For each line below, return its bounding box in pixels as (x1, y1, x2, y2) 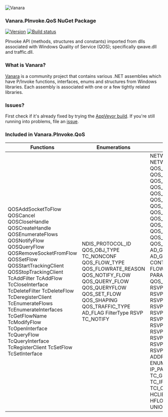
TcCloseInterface (7, 281, 48, 288)
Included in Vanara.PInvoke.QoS (5, 131, 85, 138)
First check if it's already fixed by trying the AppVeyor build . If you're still (5, 113, 155, 119)
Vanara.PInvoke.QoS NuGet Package (5, 17, 96, 24)
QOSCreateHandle (7, 225, 51, 232)
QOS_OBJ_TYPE (81, 247, 120, 254)
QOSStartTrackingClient (7, 262, 64, 269)
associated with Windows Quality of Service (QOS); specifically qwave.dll (5, 44, 157, 50)
